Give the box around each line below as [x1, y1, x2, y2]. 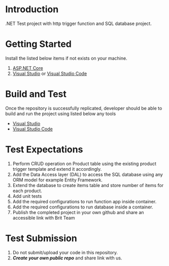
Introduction [5, 4, 59, 15]
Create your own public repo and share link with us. [12, 255, 122, 261]
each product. [12, 188, 42, 194]
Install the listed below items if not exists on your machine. [5, 55, 128, 61]
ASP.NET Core [12, 65, 43, 71]
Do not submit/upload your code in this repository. [12, 249, 118, 255]
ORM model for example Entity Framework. [12, 177, 103, 183]
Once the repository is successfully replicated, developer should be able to [5, 105, 162, 111]
